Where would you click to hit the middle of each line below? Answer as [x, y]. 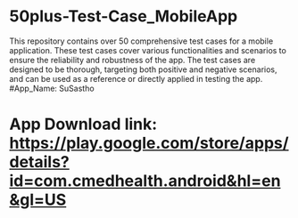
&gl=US [38, 200]
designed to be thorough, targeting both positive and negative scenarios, [144, 69]
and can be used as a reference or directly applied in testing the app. [136, 78]
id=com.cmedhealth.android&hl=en [145, 181]
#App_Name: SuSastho [52, 88]
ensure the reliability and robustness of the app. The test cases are [132, 60]
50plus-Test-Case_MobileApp [124, 16]
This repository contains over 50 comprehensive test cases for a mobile [141, 41]
